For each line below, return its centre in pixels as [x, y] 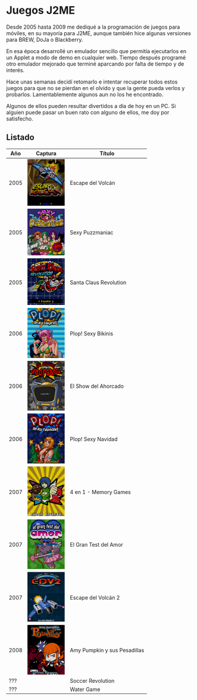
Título [107, 153]
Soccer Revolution [92, 681]
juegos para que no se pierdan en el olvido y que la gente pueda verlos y [96, 88]
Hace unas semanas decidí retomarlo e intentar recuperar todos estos [92, 82]
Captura [46, 153]
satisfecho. [20, 118]
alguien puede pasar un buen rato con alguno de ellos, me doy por [88, 112]
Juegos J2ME [41, 10]
